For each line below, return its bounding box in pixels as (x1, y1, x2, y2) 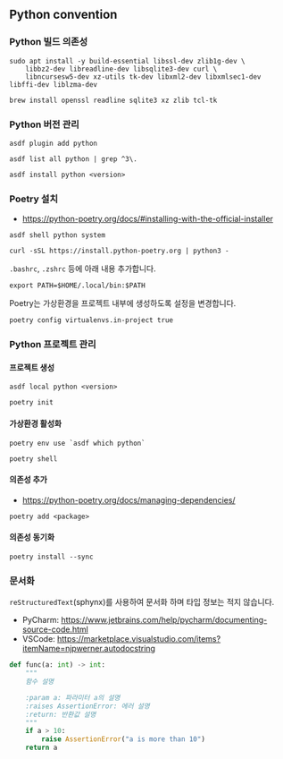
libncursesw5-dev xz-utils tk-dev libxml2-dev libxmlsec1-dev (25, 72, 262, 81)
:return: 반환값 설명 (25, 710, 96, 719)
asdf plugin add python (9, 139, 98, 148)
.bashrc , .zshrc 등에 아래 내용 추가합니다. (9, 263, 156, 274)
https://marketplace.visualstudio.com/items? (56, 634, 221, 644)
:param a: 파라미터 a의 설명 (25, 693, 121, 702)
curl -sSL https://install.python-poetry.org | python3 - (9, 246, 229, 256)
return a (25, 743, 58, 753)
